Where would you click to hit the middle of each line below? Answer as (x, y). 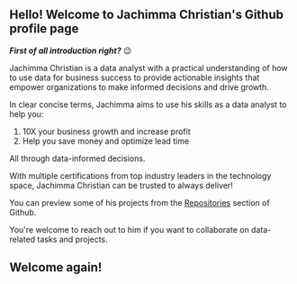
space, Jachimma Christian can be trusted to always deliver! (121, 185)
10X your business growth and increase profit (106, 131)
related (22, 239)
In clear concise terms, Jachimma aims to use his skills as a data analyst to (148, 104)
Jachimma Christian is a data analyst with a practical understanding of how (148, 67)
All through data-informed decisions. (77, 158)
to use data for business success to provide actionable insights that (135, 77)
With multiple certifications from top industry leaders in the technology (140, 175)
